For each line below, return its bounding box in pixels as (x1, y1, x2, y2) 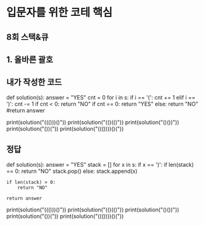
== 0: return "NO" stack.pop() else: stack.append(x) (6, 167, 138, 175)
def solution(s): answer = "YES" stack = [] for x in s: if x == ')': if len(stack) (6, 161, 194, 168)
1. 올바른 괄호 (6, 54, 53, 65)
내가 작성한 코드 (6, 77, 62, 87)
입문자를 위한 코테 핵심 (6, 5, 113, 20)
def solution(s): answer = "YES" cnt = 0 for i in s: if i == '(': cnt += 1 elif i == (6, 93, 195, 101)
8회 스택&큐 (6, 32, 49, 42)
